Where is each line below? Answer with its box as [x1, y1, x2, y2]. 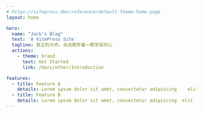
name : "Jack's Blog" [11, 31, 63, 37]
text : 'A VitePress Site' [11, 37, 77, 43]
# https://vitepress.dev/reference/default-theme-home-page [6, 8, 161, 15]
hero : [6, 25, 20, 31]
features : [6, 75, 31, 81]
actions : [11, 47, 34, 54]
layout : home [6, 14, 39, 20]
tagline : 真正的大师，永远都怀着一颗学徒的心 [11, 42, 113, 48]
